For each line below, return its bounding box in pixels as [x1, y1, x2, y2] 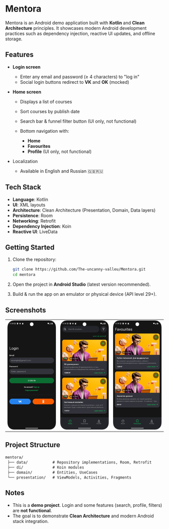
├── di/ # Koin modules [7, 465, 84, 470]
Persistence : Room [12, 213, 53, 219]
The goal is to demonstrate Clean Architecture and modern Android [12, 513, 154, 519]
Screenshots [5, 306, 46, 314]
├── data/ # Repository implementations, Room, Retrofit [7, 460, 152, 465]
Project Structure [5, 441, 60, 449]
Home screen [12, 89, 42, 95]
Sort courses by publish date [20, 108, 80, 114]
